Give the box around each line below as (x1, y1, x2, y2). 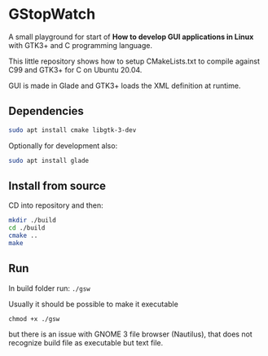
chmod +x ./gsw (8, 314, 60, 323)
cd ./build (8, 224, 46, 232)
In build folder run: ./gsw (8, 283, 91, 293)
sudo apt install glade (8, 156, 90, 165)
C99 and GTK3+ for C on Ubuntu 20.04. (8, 64, 143, 74)
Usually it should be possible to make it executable (8, 299, 179, 309)
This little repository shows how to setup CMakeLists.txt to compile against (8, 56, 261, 66)
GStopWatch (8, 5, 96, 24)
